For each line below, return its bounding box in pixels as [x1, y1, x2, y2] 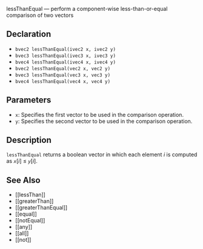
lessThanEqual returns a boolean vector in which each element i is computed [6, 151, 198, 158]
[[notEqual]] [15, 217, 45, 224]
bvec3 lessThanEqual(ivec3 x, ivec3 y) [15, 53, 116, 59]
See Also [6, 175, 41, 185]
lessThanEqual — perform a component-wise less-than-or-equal [6, 5, 168, 12]
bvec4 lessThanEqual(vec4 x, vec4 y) [15, 78, 111, 84]
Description [6, 135, 52, 145]
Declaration [6, 29, 52, 39]
